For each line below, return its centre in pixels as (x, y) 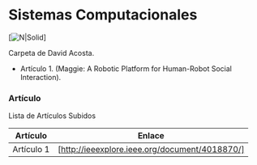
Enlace (151, 136)
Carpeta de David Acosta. (51, 53)
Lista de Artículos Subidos (52, 116)
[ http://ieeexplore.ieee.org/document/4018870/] (151, 150)
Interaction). (41, 77)
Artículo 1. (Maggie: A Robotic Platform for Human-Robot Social (126, 68)
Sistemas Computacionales (103, 15)
